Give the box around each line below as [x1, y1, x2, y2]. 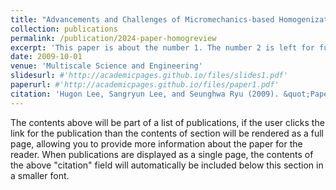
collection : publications [10, 24, 118, 34]
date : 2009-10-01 [10, 52, 83, 62]
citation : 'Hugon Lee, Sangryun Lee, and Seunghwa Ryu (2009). [10, 89, 280, 99]
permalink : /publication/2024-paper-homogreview [10, 33, 217, 43]
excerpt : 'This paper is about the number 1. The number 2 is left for [10, 42, 315, 53]
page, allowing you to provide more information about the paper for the [10, 137, 303, 150]
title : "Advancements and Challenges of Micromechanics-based [10, 14, 275, 25]
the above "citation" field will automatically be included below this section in [10, 159, 324, 171]
